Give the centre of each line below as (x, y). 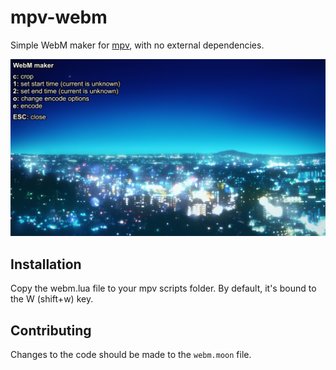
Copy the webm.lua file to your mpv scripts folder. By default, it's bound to (163, 288)
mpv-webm (59, 17)
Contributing (51, 330)
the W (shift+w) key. (52, 299)
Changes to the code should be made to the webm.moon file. (131, 355)
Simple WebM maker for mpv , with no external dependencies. (137, 45)
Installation (46, 264)
